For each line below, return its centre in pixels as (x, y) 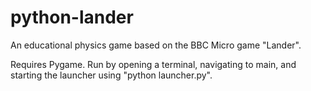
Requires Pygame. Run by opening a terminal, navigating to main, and (153, 64)
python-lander (72, 17)
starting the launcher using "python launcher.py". (111, 75)
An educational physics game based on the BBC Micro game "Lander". (156, 45)
